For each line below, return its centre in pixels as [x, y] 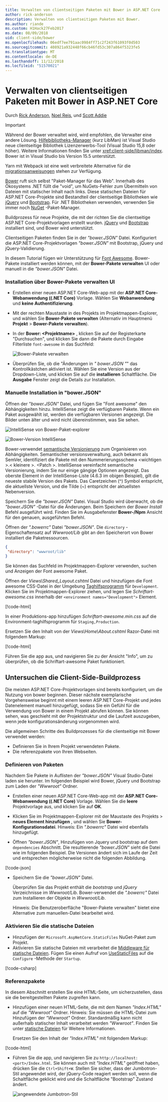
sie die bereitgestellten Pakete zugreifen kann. [53, 997]
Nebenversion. [21, 491]
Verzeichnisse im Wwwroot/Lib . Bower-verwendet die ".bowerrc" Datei [86, 893]
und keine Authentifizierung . [43, 303]
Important [15, 125]
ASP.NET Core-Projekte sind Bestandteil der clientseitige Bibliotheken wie [81, 197]
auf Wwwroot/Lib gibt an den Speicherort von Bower [99, 532]
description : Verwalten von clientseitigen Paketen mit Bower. [73, 19]
